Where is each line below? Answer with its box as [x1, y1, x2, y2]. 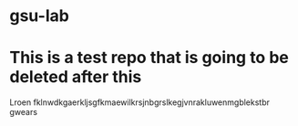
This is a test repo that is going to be [9, 47, 289, 68]
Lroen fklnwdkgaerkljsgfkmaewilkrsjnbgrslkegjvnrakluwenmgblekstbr [9, 97, 271, 108]
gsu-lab [9, 5, 70, 26]
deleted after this [9, 67, 142, 88]
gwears [9, 107, 38, 118]
